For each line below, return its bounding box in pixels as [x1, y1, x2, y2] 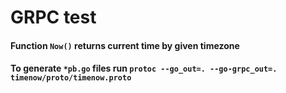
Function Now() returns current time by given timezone [10, 39, 240, 51]
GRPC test [10, 6, 97, 29]
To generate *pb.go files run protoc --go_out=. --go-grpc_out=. [10, 62, 278, 75]
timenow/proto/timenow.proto [10, 73, 132, 83]
